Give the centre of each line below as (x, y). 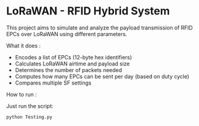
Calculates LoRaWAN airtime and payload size (72, 64)
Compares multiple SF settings (53, 83)
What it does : (24, 46)
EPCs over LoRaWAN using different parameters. (67, 34)
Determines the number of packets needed (68, 70)
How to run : (22, 94)
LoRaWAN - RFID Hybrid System (88, 11)
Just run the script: (30, 106)
